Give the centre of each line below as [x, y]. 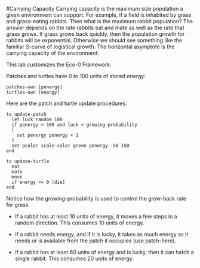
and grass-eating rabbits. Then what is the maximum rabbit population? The [99, 21]
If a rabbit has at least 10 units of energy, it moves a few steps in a [96, 216]
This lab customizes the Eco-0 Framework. [59, 64]
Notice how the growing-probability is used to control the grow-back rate [96, 198]
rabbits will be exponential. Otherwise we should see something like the [94, 40]
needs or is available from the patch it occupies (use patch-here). [95, 241]
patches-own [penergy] [34, 87]
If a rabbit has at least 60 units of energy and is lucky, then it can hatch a [104, 252]
